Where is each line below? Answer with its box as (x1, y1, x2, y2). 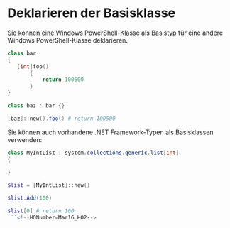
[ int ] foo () (16, 63, 50, 70)
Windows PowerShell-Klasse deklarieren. (7, 36, 128, 44)
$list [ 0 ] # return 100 (7, 207, 75, 215)
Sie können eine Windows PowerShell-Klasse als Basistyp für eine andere (7, 28, 224, 37)
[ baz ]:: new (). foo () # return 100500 (7, 115, 116, 122)
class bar (7, 50, 37, 57)
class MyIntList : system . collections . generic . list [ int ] (7, 149, 180, 156)
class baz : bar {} (7, 102, 65, 109)
